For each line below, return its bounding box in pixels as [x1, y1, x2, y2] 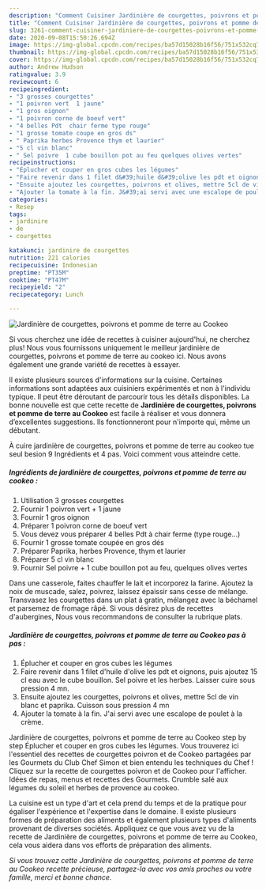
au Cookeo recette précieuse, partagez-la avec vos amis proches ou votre [9, 864, 252, 873]
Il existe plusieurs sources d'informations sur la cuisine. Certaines [9, 375, 223, 384]
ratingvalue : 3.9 [9, 70, 66, 78]
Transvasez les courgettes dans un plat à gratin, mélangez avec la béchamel [9, 595, 258, 604]
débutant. [9, 426, 40, 435]
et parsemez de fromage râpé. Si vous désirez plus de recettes [9, 603, 214, 613]
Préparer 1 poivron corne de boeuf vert [20, 521, 148, 530]
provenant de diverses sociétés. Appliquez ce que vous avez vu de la [9, 824, 234, 833]
